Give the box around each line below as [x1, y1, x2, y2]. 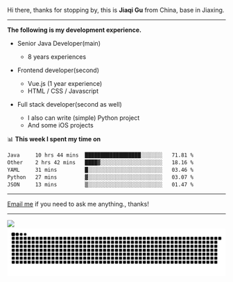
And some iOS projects [27, 121, 94, 129]
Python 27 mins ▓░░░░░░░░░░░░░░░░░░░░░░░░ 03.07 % [7, 173, 194, 181]
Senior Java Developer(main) [17, 39, 101, 47]
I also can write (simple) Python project [27, 114, 140, 122]
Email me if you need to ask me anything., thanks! [7, 200, 149, 209]
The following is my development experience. [7, 26, 142, 34]
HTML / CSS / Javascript [27, 87, 99, 95]
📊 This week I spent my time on [7, 135, 101, 143]
